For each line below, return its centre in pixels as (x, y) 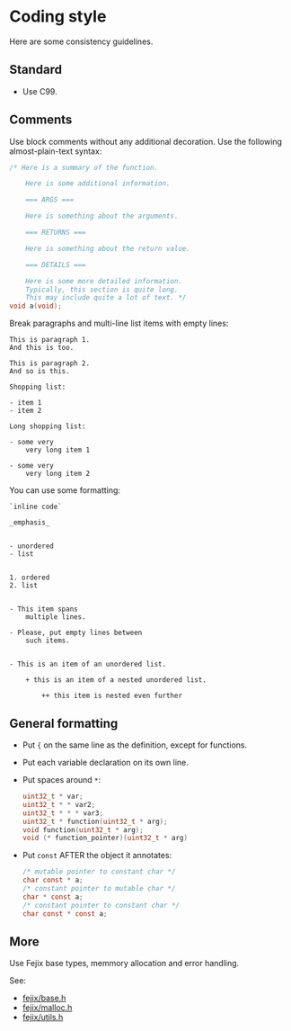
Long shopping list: (48, 426)
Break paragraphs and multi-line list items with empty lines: (119, 323)
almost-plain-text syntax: (56, 151)
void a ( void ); (36, 306)
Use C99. (40, 91)
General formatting (64, 723)
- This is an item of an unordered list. (88, 664)
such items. (48, 641)
